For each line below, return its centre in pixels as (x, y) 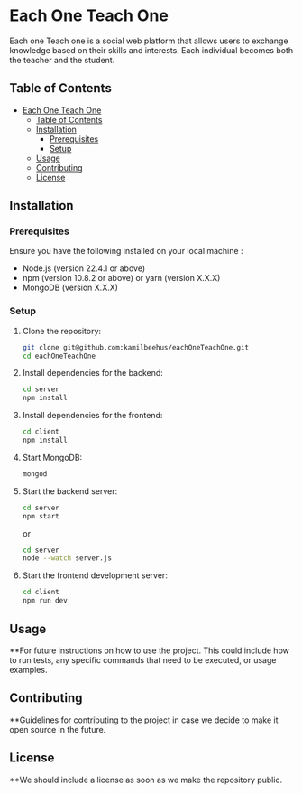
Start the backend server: (70, 491)
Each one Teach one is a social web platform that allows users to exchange (149, 41)
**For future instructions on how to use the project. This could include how (150, 650)
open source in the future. (58, 729)
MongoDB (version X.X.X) (70, 288)
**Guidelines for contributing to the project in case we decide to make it (144, 720)
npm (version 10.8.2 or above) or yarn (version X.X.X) (121, 278)
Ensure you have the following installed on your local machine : (126, 251)
